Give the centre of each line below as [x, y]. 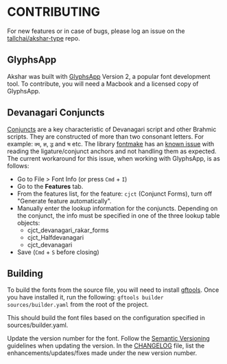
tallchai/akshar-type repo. [44, 38]
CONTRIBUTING [54, 12]
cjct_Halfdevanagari [56, 237]
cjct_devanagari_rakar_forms [68, 230]
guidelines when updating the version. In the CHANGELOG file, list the [106, 346]
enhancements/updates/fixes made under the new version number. [102, 353]
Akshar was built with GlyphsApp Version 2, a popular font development [109, 76]
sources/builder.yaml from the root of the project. [78, 305]
